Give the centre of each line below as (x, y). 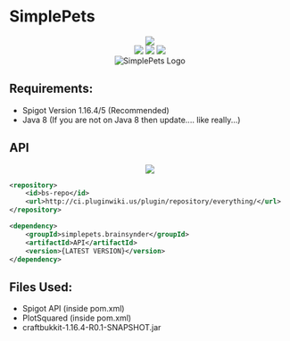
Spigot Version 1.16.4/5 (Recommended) (95, 110)
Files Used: (41, 287)
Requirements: (51, 89)
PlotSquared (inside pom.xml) (77, 318)
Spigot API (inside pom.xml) (73, 309)
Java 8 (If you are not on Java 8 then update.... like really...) (131, 120)
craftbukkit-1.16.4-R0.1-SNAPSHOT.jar (91, 328)
